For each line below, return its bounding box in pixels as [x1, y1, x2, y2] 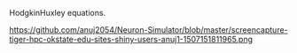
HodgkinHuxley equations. [9, 8, 106, 18]
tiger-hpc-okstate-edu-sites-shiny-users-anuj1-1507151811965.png [9, 34, 254, 44]
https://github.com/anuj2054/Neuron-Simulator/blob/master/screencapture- [9, 25, 288, 34]
